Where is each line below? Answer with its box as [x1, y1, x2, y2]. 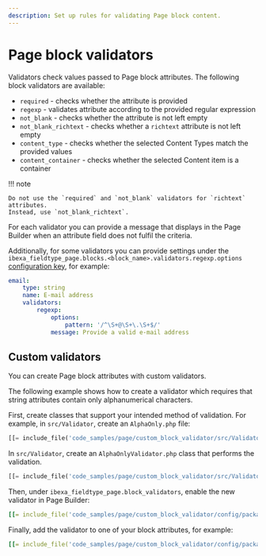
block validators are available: [8, 80, 105, 90]
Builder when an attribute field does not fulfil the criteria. [8, 230, 192, 240]
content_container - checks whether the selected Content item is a [19, 155, 239, 164]
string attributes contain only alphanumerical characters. [8, 395, 193, 405]
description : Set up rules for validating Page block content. [8, 11, 222, 20]
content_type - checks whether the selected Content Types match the [19, 138, 249, 148]
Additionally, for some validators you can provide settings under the [8, 245, 230, 255]
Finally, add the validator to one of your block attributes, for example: [8, 525, 234, 535]
